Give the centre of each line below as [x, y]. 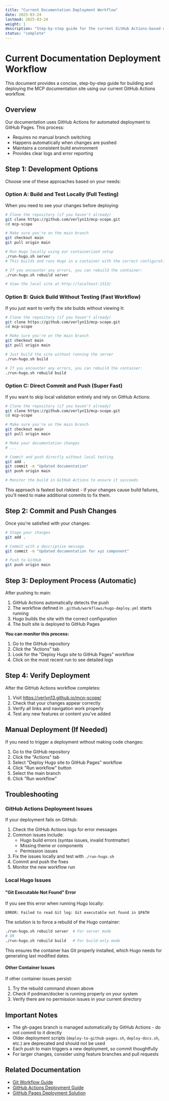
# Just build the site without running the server [59, 354]
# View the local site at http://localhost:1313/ [58, 284]
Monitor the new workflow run [44, 867]
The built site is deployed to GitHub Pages [56, 624]
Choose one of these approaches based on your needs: [63, 181]
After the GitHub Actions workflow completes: [53, 687]
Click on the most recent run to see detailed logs [63, 660]
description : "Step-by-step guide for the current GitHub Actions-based [83, 29]
